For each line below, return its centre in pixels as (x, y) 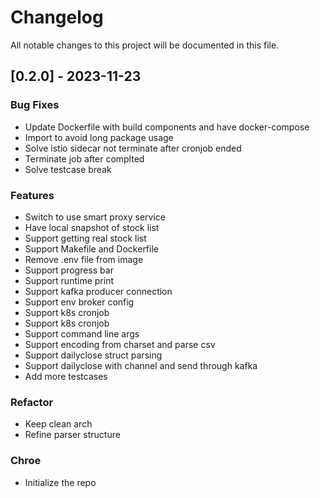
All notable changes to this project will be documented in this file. (145, 45)
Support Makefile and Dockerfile (91, 248)
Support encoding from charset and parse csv (120, 344)
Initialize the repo (60, 482)
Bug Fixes (35, 105)
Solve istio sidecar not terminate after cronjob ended (133, 148)
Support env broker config (79, 302)
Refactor (32, 402)
